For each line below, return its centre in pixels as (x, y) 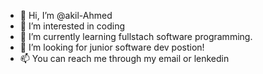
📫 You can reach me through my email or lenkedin (124, 58)
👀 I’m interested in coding (72, 26)
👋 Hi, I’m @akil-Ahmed (66, 15)
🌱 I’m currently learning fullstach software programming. (136, 36)
